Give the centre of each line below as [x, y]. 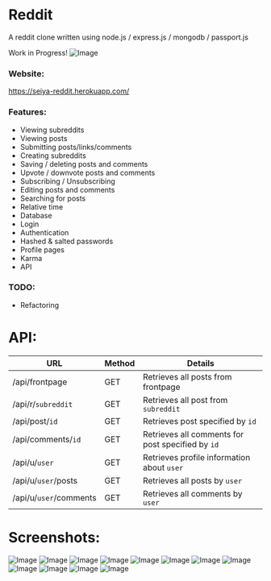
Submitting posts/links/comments [76, 147]
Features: [27, 112]
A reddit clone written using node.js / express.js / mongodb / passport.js [128, 37]
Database [36, 215]
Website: [26, 73]
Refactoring [40, 305]
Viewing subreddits [52, 130]
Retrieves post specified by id [199, 421]
